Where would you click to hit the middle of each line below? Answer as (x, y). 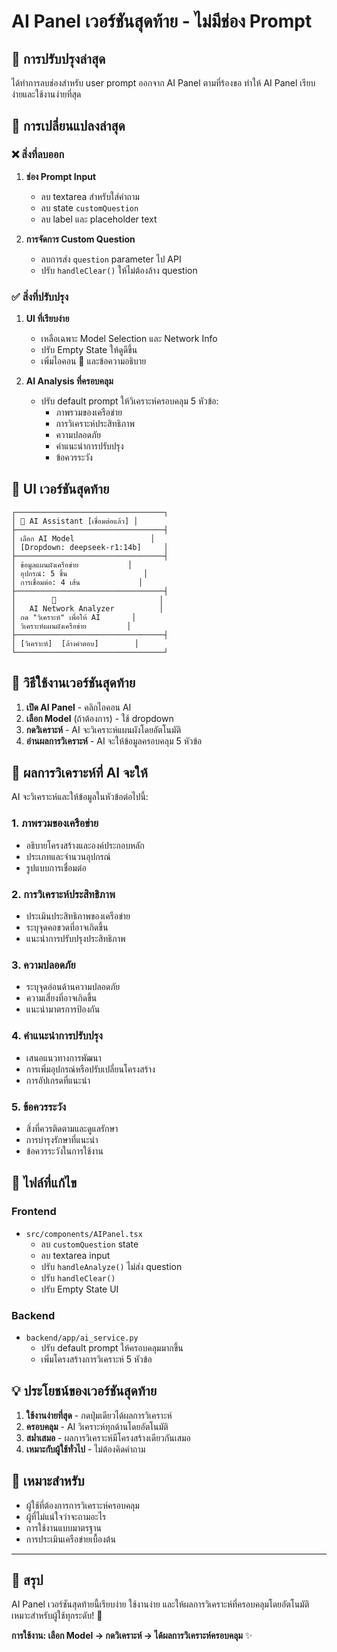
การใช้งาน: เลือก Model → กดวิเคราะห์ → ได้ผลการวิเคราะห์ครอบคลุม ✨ (132, 1636)
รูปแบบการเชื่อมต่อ (56, 867)
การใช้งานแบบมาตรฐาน (64, 1527)
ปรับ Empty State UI (79, 1289)
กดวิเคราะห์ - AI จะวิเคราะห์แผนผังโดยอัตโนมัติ (103, 729)
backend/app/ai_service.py (82, 1338)
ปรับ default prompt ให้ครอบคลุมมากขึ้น (112, 1347)
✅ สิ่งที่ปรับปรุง (40, 297)
